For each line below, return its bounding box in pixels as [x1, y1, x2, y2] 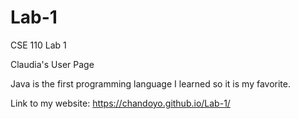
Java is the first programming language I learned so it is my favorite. [10, 77, 291, 90]
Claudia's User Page [10, 58, 95, 70]
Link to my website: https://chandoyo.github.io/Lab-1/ [10, 97, 231, 109]
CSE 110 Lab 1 [10, 39, 67, 51]
